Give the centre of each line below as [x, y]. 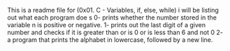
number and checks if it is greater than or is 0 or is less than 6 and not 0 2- [115, 32]
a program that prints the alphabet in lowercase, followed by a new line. [110, 40]
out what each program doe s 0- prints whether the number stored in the [112, 17]
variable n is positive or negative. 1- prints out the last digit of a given [107, 25]
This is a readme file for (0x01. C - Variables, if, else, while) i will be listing [113, 10]
